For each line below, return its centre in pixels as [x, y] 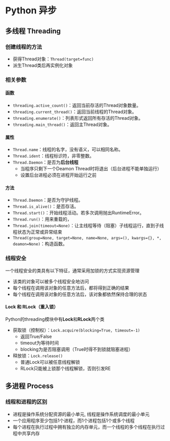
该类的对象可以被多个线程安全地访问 [51, 281]
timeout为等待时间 [40, 343]
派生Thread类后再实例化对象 [43, 65]
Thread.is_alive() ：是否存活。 [46, 206]
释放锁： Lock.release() [38, 356]
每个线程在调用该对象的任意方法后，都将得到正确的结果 [71, 288]
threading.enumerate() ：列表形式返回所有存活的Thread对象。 [78, 118]
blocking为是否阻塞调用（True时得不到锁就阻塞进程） [77, 349]
